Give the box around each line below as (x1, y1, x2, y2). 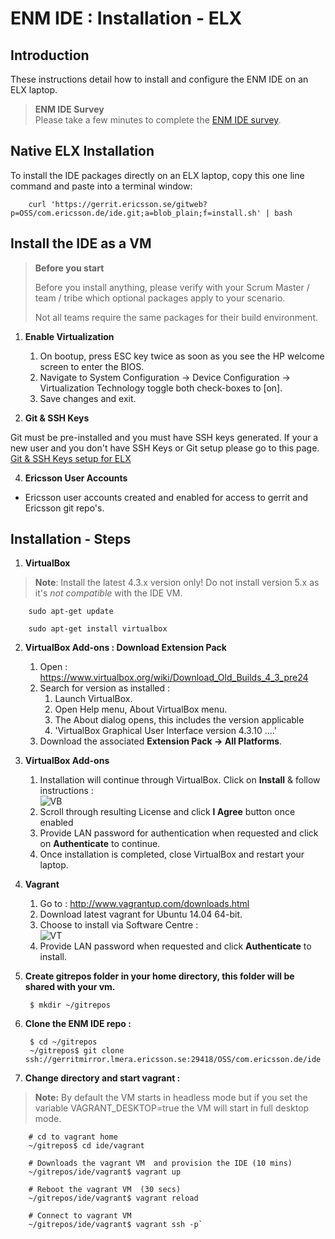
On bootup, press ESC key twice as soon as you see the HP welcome (39, 350, 325, 362)
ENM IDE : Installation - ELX (10, 7, 243, 30)
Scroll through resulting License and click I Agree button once (39, 806, 296, 818)
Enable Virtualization (24, 330, 115, 342)
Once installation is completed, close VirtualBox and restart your (39, 848, 305, 861)
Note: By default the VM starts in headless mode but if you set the (34, 1092, 308, 1104)
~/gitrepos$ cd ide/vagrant (28, 1141, 145, 1151)
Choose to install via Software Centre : (39, 919, 199, 931)
